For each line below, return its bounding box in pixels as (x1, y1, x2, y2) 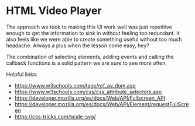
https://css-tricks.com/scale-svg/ (14, 113, 96, 120)
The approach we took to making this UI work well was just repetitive (6, 23, 173, 30)
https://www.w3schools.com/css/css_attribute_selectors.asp (14, 88, 162, 95)
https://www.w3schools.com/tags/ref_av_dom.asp (14, 82, 136, 89)
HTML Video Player (6, 4, 102, 17)
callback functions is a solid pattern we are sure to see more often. (6, 60, 167, 66)
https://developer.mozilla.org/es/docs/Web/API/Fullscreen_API (14, 94, 166, 101)
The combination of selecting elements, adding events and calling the (6, 53, 174, 60)
